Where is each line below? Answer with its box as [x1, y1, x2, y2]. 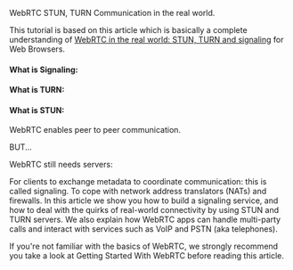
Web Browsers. [9, 44, 65, 54]
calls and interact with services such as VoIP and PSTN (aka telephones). [9, 224, 278, 234]
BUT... [9, 142, 33, 152]
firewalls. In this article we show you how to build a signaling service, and [9, 195, 279, 206]
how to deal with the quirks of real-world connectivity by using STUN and [9, 205, 280, 216]
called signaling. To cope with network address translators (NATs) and [9, 186, 267, 197]
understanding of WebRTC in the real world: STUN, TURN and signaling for [9, 35, 284, 45]
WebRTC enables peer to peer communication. [9, 125, 181, 135]
